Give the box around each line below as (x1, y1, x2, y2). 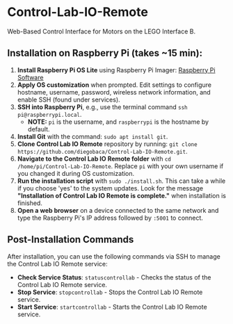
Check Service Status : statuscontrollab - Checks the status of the (17, 273, 211, 282)
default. (27, 124, 50, 133)
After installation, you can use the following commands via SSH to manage (7, 252, 220, 261)
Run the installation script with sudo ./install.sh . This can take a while (17, 177, 226, 185)
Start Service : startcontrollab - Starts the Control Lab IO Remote (17, 302, 207, 311)
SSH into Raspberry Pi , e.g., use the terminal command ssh (17, 102, 188, 111)
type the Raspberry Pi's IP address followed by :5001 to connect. (17, 213, 204, 222)
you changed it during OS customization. (17, 169, 135, 177)
